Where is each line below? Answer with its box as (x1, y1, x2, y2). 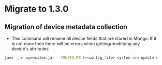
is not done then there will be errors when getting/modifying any (11, 41, 140, 47)
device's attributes (11, 46, 49, 51)
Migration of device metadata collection (4, 23, 128, 31)
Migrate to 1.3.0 (4, 3, 69, 15)
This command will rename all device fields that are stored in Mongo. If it (11, 35, 157, 41)
